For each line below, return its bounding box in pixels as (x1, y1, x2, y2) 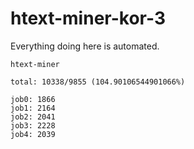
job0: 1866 (10, 94, 56, 104)
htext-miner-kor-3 (10, 7, 166, 30)
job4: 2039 (10, 129, 56, 139)
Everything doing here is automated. (10, 40, 160, 52)
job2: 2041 (10, 112, 56, 122)
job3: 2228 (10, 120, 56, 131)
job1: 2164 (10, 103, 56, 113)
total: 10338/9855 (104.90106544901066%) (10, 77, 186, 87)
